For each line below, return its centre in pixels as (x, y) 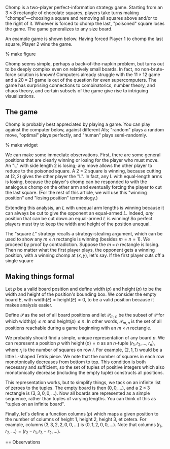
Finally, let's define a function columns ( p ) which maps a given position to (82, 413)
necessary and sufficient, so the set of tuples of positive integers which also (85, 367)
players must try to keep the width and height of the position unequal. (78, 224)
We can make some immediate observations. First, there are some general (83, 155)
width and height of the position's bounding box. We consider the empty (81, 294)
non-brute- (153, 69)
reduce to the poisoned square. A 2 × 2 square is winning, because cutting (83, 171)
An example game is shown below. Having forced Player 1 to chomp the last (84, 39)
